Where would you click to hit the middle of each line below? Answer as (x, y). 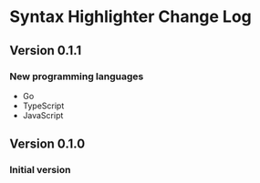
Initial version (40, 170)
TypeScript (43, 106)
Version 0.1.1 (46, 51)
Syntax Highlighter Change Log (131, 17)
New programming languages (77, 76)
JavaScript (43, 115)
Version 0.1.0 (47, 144)
